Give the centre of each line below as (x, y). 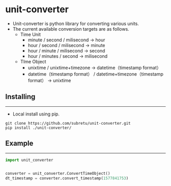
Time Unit (31, 34)
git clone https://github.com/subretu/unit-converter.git (68, 123)
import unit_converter (29, 160)
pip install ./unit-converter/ (38, 128)
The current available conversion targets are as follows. (71, 29)
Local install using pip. (36, 114)
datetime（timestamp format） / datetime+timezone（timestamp (96, 74)
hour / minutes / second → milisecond (68, 56)
